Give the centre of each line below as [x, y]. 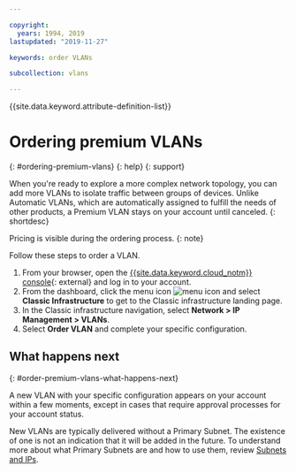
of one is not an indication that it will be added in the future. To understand [145, 440]
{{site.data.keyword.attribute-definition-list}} [91, 106]
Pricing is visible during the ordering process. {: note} [106, 239]
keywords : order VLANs [51, 57]
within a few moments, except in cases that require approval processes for [145, 404]
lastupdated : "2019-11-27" [59, 42]
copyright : [29, 25]
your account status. [46, 414]
